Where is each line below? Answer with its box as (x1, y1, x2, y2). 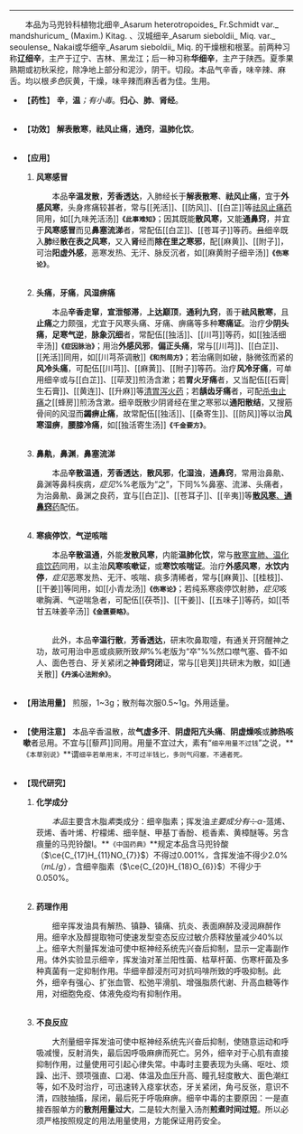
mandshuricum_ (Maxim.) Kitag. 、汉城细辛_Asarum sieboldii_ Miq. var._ (9, 31, 276, 41)
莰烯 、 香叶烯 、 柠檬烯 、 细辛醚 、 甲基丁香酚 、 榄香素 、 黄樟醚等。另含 (35, 828, 289, 838)
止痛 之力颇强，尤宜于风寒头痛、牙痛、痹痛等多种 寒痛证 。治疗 (35, 318, 266, 328)
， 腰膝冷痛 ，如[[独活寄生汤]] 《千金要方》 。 (60, 419, 212, 430)
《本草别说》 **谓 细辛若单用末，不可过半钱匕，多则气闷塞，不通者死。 (22, 749, 247, 759)
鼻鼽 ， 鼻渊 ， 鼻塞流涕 (35, 448, 115, 459)
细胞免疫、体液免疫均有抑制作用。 (60, 989, 187, 998)
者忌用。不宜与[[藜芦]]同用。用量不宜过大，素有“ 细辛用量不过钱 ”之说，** (30, 737, 294, 748)
